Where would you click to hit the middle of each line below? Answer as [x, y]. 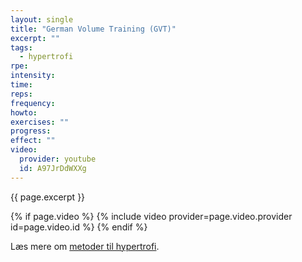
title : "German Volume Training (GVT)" [93, 29]
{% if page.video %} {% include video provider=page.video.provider [151, 216]
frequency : [33, 103]
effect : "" [33, 141]
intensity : [33, 76]
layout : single [42, 19]
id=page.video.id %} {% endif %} [79, 227]
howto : [24, 112]
